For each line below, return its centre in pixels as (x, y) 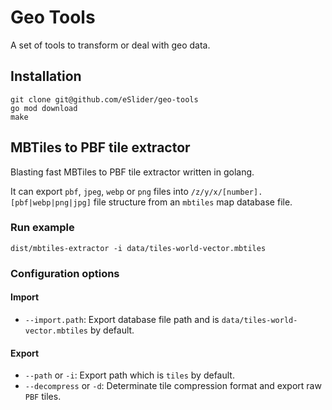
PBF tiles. (43, 397)
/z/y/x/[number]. (226, 192)
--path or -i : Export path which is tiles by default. (129, 375)
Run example (42, 228)
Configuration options (65, 273)
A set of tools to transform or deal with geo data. (110, 45)
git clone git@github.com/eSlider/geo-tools (104, 99)
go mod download (44, 108)
